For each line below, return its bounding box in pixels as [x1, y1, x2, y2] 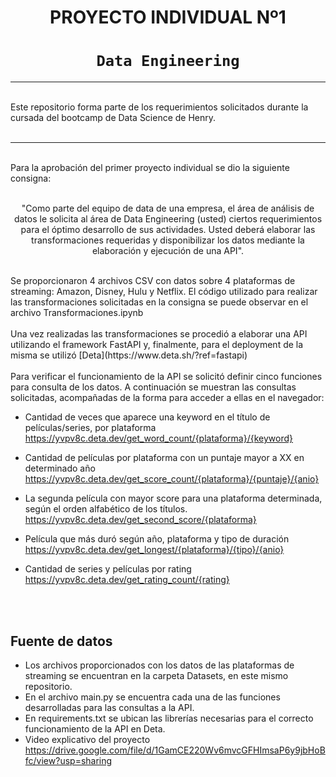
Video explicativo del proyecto [24, 733, 151, 745]
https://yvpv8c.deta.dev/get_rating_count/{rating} [24, 574, 230, 586]
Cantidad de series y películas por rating [24, 563, 192, 575]
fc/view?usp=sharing [24, 754, 113, 766]
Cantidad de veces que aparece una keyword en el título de [24, 411, 271, 423]
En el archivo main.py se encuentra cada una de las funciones [24, 691, 281, 703]
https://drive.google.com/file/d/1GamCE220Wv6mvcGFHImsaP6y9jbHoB [24, 744, 326, 756]
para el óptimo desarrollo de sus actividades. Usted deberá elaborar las [20, 224, 316, 236]
